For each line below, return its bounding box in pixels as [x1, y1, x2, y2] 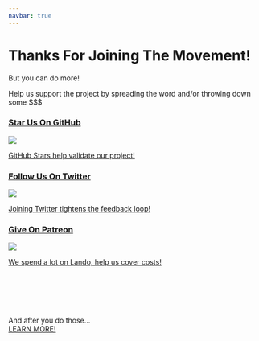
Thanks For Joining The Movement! [8, 46, 251, 64]
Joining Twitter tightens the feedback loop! [8, 204, 151, 214]
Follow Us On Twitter [8, 170, 91, 182]
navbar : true [8, 11, 52, 20]
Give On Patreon [8, 224, 74, 236]
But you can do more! [8, 73, 80, 83]
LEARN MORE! [8, 324, 56, 334]
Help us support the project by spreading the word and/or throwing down [8, 88, 251, 98]
